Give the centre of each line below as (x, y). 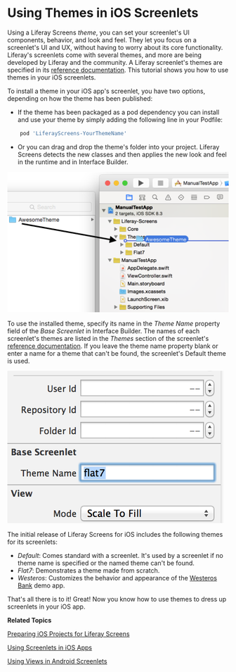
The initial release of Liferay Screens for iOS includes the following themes (115, 534)
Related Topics (29, 620)
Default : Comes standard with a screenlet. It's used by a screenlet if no (120, 555)
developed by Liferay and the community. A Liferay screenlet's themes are (115, 62)
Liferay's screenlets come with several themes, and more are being (105, 55)
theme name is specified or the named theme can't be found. (106, 563)
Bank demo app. (41, 585)
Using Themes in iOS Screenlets (103, 13)
